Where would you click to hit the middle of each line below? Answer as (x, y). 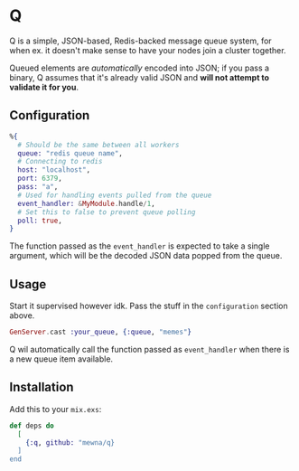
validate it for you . (44, 87)
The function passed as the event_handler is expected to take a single (140, 246)
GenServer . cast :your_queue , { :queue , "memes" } (101, 332)
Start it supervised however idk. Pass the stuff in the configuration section (149, 306)
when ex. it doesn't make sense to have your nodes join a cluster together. (148, 50)
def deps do (32, 426)
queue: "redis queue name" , (70, 153)
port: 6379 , (40, 179)
